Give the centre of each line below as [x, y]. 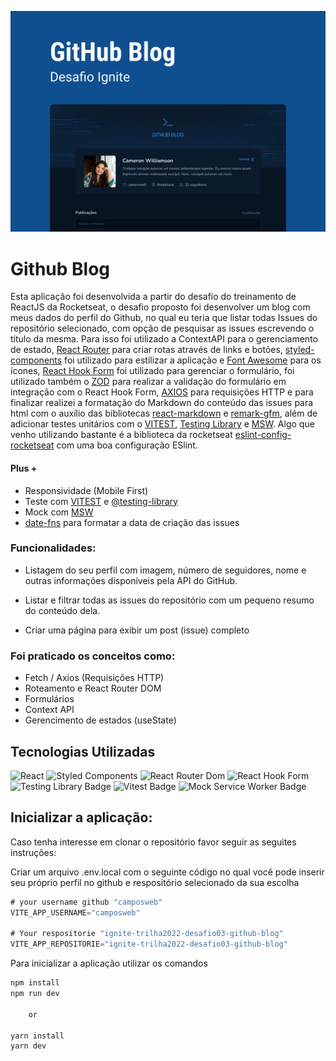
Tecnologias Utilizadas [83, 751]
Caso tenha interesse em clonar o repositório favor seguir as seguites [153, 842]
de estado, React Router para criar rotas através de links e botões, [146, 350]
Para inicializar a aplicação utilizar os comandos [109, 963]
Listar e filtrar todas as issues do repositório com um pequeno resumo [169, 600]
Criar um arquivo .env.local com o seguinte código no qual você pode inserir [167, 872]
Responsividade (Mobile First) [86, 490]
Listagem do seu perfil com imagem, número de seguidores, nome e [165, 570]
